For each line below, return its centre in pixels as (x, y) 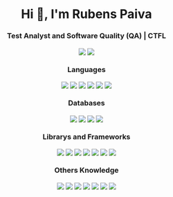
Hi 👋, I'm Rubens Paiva (86, 14)
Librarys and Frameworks (86, 137)
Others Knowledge (86, 170)
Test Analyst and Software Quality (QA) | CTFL (86, 36)
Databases (86, 103)
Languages (86, 69)
